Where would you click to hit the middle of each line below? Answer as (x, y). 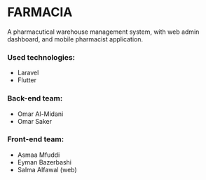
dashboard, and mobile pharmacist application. (75, 39)
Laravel (28, 73)
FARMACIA (40, 12)
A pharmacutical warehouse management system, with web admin (103, 32)
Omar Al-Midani (40, 114)
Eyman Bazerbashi (44, 162)
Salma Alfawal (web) (47, 169)
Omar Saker (35, 121)
